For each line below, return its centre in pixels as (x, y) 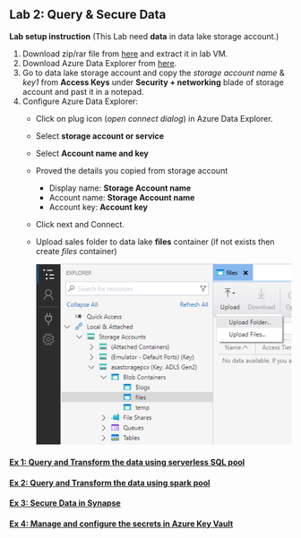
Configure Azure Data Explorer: (80, 101)
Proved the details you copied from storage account (132, 170)
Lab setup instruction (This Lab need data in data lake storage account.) (144, 36)
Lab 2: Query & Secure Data (88, 15)
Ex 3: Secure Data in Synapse (65, 503)
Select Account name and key (92, 153)
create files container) (77, 251)
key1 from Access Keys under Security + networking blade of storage (153, 82)
